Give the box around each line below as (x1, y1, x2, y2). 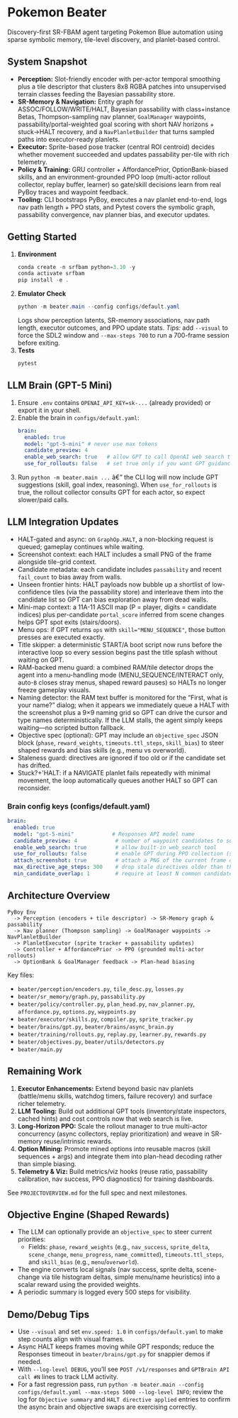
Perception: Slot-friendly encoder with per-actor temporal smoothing (17, 74, 221, 83)
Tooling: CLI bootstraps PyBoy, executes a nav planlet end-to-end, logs (17, 195, 227, 204)
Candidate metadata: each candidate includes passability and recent (17, 565, 222, 573)
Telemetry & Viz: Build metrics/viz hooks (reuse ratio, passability (17, 1167, 208, 1175)
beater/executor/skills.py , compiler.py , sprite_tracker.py (17, 1014, 193, 1023)
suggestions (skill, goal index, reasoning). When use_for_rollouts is (17, 480, 217, 489)
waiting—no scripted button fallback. (17, 723, 126, 731)
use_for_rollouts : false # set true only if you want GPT (24, 460, 205, 467)
